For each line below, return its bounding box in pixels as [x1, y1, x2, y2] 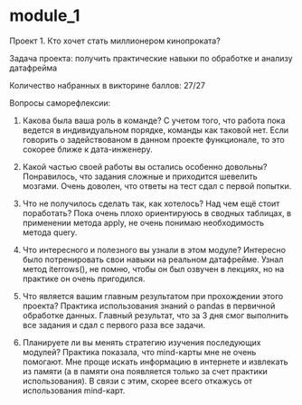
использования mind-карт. [22, 385, 126, 396]
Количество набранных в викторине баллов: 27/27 [9, 80, 206, 90]
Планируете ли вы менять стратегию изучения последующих [22, 336, 261, 348]
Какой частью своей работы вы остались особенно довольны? [22, 161, 268, 172]
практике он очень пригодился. [22, 273, 146, 284]
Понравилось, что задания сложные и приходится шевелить [22, 171, 258, 182]
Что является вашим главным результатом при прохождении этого [22, 290, 284, 301]
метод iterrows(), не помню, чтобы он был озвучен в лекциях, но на [22, 263, 285, 274]
